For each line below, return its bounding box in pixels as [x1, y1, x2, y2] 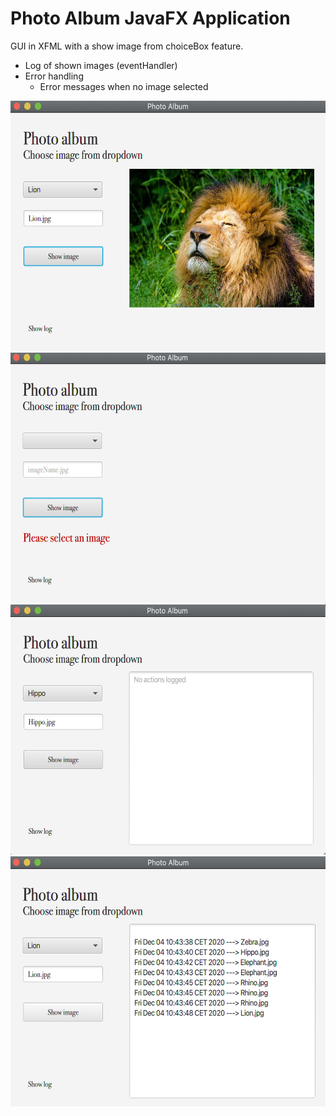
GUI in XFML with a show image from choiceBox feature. [10, 40, 244, 52]
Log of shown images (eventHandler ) [24, 59, 178, 71]
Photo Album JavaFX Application [10, 7, 291, 30]
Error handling [24, 70, 84, 82]
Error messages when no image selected [39, 80, 209, 92]
